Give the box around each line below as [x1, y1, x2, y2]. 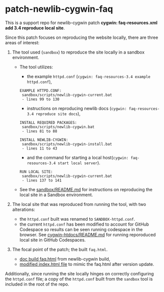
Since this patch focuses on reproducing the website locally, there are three [5, 34, 159, 40]
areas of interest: [5, 39, 40, 45]
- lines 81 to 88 [22, 129, 57, 134]
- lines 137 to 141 [22, 178, 62, 183]
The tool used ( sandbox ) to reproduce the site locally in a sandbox [12, 49, 145, 55]
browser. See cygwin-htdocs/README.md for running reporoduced [19, 232, 156, 237]
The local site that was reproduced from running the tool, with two [12, 201, 146, 207]
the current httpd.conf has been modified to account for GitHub [19, 221, 149, 227]
